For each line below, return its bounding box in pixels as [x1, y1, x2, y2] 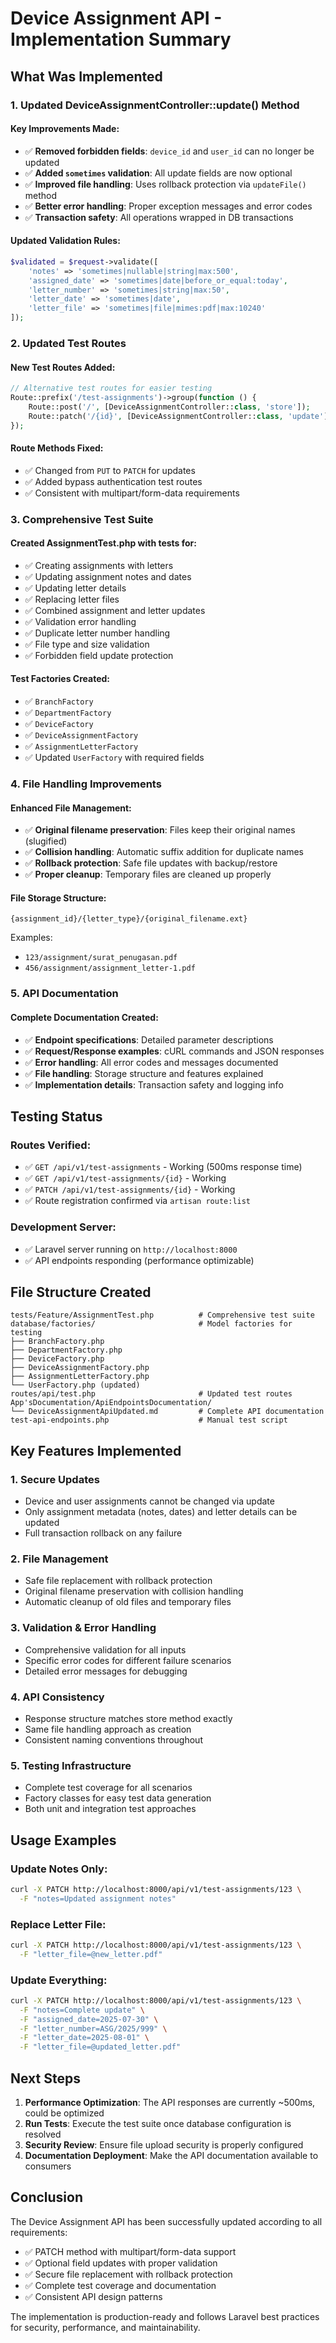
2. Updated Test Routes [10, 336, 127, 350]
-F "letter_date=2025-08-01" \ [19, 2033, 150, 2043]
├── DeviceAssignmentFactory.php [10, 1363, 150, 1373]
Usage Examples [10, 1832, 117, 1849]
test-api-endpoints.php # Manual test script [10, 1415, 288, 1426]
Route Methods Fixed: [10, 442, 104, 454]
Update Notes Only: [10, 1862, 108, 1876]
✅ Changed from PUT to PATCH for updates [24, 464, 196, 476]
